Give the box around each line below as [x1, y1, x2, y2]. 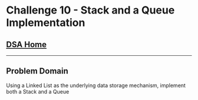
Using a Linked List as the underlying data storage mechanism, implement [6, 82, 186, 89]
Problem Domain [6, 66, 69, 76]
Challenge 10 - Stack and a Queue [6, 4, 175, 17]
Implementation [6, 16, 85, 29]
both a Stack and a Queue [6, 88, 70, 95]
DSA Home [6, 39, 47, 49]
